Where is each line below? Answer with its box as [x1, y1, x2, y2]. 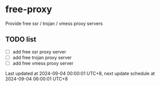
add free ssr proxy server [12, 48, 66, 54]
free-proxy [5, 4, 52, 15]
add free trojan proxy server [12, 54, 72, 61]
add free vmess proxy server [12, 60, 74, 66]
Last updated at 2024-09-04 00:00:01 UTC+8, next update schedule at [5, 70, 155, 76]
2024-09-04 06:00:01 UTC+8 [5, 75, 68, 82]
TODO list [5, 35, 37, 44]
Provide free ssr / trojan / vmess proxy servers [5, 20, 103, 26]
